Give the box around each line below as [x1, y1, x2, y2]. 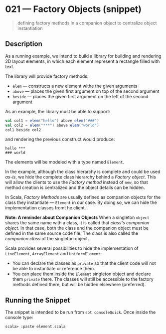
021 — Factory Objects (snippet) [5, 3, 142, 15]
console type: [5, 315, 33, 321]
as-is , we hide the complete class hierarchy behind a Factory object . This [5, 174, 156, 180]
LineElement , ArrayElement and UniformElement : [5, 251, 102, 257]
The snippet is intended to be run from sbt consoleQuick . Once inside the [5, 309, 156, 315]
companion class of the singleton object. [5, 236, 89, 242]
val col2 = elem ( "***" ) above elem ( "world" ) [5, 123, 99, 128]
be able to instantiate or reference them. [12, 266, 95, 272]
